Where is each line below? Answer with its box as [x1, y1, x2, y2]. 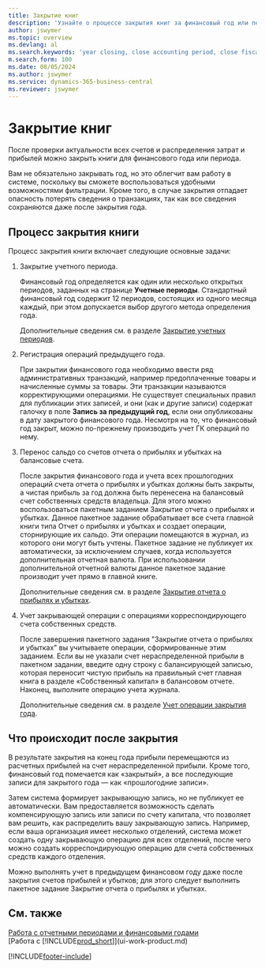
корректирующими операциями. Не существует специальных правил [19, 390, 256, 400]
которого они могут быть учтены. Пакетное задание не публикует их [19, 538, 253, 548]
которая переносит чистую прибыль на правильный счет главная [19, 669, 242, 678]
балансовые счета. [19, 456, 84, 465]
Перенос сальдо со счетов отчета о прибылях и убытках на [19, 447, 222, 457]
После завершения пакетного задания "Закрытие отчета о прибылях [19, 635, 254, 644]
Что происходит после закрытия [8, 732, 179, 745]
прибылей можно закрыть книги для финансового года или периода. [8, 153, 242, 163]
